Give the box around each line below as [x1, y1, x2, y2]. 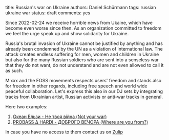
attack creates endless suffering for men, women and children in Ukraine [5, 51, 159, 57]
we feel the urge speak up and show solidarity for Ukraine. [5, 31, 129, 36]
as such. [5, 67, 24, 74]
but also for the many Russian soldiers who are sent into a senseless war [5, 57, 159, 63]
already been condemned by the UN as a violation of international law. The [5, 46, 163, 52]
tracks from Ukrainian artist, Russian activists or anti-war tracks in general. [5, 94, 163, 100]
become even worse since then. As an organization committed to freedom [5, 25, 162, 31]
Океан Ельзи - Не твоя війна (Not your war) [12, 113, 107, 120]
